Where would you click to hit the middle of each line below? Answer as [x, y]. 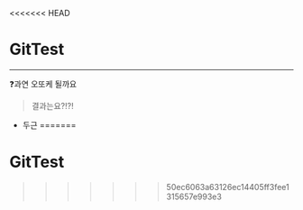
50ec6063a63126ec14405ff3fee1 [228, 187]
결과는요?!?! [52, 105]
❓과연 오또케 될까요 [43, 84]
